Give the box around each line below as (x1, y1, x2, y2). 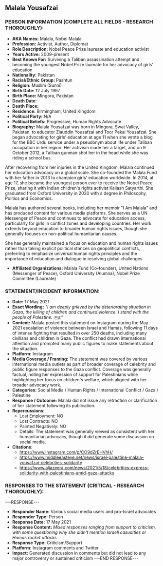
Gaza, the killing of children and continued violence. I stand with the (12, 309, 149, 315)
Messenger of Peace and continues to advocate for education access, (5, 215, 146, 221)
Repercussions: (12, 408, 45, 413)
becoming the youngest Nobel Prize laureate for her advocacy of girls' (12, 61, 154, 67)
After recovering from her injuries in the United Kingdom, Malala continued (5, 164, 155, 170)
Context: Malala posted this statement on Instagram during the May (12, 319, 148, 326)
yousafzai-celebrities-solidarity (19, 459, 83, 465)
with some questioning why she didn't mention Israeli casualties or (12, 529, 146, 535)
